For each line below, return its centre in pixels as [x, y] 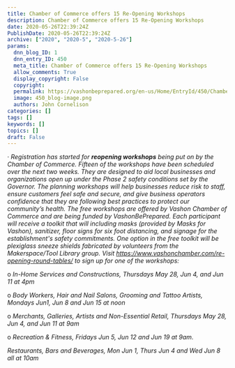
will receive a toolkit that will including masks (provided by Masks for [106, 223]
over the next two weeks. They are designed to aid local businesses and [112, 172]
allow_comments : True [45, 72]
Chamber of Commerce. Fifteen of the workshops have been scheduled [111, 164]
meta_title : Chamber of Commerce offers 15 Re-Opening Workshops [111, 66]
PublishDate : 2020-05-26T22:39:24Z [59, 33]
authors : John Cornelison [51, 105]
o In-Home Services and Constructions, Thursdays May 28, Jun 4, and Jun [116, 274]
